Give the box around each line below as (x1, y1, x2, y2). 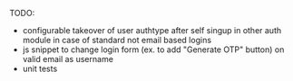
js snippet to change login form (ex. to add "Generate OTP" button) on (22, 44, 285, 55)
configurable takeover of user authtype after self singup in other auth (22, 25, 282, 35)
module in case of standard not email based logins (22, 35, 211, 45)
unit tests (22, 63, 58, 74)
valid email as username (22, 54, 113, 64)
